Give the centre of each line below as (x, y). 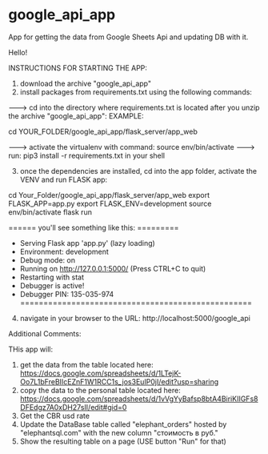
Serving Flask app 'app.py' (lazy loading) (88, 243)
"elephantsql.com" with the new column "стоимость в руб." (119, 432)
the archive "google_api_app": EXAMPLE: (76, 116)
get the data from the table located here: (86, 364)
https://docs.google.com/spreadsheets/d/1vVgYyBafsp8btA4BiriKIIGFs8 (139, 399)
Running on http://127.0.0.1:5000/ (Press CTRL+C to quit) (113, 268)
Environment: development (64, 251)
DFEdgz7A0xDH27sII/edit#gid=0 (73, 407)
